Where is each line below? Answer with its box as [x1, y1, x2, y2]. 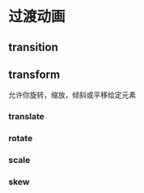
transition [8, 40, 59, 54]
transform [8, 67, 61, 81]
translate [8, 111, 44, 122]
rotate [8, 133, 33, 144]
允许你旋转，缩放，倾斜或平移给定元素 [8, 90, 136, 100]
